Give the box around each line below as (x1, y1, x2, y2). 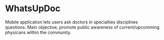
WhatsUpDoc (5, 3, 61, 14)
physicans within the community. (5, 29, 72, 35)
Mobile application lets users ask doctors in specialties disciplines (5, 19, 138, 25)
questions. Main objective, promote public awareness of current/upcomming (5, 24, 160, 30)
